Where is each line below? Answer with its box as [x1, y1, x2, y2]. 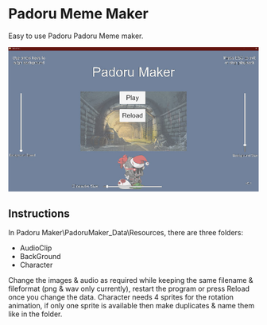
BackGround [19, 252, 61, 261]
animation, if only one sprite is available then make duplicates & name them [8, 301, 255, 311]
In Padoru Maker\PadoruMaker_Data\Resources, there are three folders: [8, 228, 244, 238]
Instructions [8, 207, 70, 220]
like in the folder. [8, 309, 63, 319]
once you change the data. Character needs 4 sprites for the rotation [8, 292, 234, 302]
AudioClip [19, 243, 52, 253]
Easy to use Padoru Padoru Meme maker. [8, 31, 144, 41]
